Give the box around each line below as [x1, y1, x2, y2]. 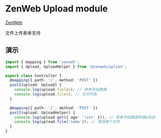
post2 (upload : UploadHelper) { [10, 110, 75, 115]
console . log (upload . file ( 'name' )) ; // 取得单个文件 [14, 119, 120, 124]
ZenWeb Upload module [5, 3, 108, 14]
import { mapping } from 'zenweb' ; [5, 59, 80, 64]
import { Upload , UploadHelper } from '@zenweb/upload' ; [5, 64, 127, 69]
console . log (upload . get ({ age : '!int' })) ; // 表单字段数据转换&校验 [14, 114, 155, 120]
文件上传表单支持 [5, 29, 41, 35]
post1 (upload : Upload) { [10, 82, 62, 87]
